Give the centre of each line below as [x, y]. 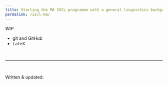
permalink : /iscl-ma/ [28, 14]
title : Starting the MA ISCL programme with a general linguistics [77, 10]
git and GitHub [27, 38]
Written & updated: [24, 77]
